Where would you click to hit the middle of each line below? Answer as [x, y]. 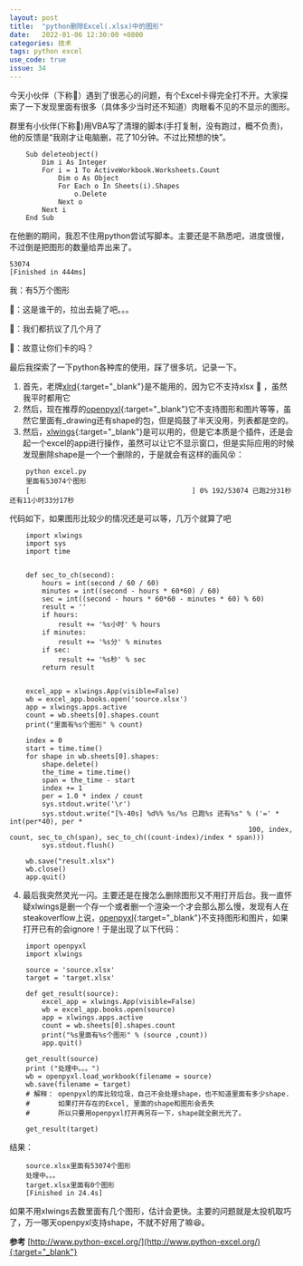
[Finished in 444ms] [48, 272]
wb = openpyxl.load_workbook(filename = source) [119, 1076]
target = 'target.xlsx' [71, 978]
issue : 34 [28, 69]
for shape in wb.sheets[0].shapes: [93, 756]
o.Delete [90, 194]
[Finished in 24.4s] [64, 1193]
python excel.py [57, 471]
